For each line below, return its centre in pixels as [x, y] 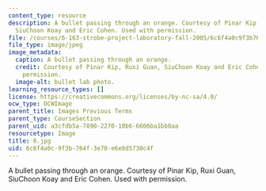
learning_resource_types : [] [56, 89]
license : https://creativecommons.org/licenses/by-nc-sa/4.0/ [113, 97]
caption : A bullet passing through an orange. [93, 60]
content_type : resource [47, 15]
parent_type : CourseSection [55, 119]
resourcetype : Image [42, 133]
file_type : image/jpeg [46, 45]
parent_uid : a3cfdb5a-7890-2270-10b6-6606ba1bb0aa [93, 126]
